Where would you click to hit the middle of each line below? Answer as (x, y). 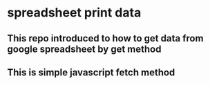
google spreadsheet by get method (84, 49)
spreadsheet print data (74, 13)
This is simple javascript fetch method (91, 72)
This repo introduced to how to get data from (105, 38)
